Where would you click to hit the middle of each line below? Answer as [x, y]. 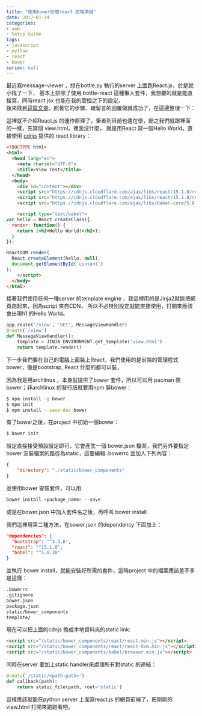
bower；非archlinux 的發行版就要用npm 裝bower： [69, 387]
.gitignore [20, 595]
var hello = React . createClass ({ [48, 219]
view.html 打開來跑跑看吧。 [40, 706]
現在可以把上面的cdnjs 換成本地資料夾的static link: [69, 629]
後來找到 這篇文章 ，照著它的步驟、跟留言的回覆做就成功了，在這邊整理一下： [101, 108]
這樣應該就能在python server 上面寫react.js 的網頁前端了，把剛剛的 [90, 699]
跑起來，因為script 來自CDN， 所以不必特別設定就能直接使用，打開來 [97, 306]
